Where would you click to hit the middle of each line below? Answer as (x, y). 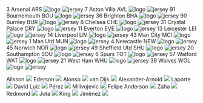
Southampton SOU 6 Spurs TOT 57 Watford (101, 54)
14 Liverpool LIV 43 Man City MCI (110, 35)
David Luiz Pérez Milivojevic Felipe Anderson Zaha (92, 86)
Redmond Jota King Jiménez (54, 94)
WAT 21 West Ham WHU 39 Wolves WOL (98, 61)
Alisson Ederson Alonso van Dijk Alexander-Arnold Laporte (98, 79)
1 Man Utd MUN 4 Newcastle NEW (92, 41)
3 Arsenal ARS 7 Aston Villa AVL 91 (91, 9)
